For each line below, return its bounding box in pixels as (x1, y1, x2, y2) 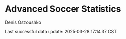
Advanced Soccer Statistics (5, 3, 121, 14)
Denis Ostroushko (5, 19, 42, 25)
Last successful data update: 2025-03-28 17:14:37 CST (5, 28, 117, 34)
